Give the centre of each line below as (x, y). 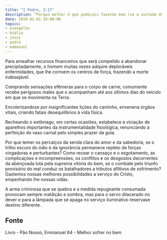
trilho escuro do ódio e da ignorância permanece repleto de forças (73, 147)
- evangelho (17, 28)
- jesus (13, 38)
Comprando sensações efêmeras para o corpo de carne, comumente (76, 87)
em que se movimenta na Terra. (38, 97)
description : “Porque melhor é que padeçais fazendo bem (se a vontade (81, 14)
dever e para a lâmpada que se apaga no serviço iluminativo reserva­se (78, 200)
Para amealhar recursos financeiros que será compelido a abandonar (76, 61)
